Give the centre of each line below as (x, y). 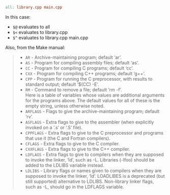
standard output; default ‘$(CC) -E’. (62, 84)
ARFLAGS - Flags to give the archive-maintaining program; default (92, 111)
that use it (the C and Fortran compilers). (68, 138)
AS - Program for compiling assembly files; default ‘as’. (82, 62)
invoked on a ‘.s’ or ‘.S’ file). (54, 127)
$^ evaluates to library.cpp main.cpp (50, 38)
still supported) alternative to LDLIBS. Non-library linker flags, (90, 181)
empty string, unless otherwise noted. (65, 106)
